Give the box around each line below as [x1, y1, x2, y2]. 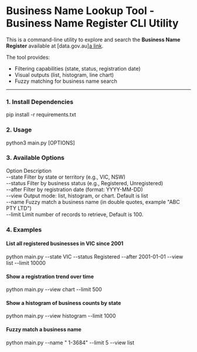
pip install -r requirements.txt [6, 111, 76, 118]
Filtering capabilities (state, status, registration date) [14, 65, 141, 72]
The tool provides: [6, 53, 50, 61]
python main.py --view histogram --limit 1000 [6, 313, 116, 320]
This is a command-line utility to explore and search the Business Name [6, 36, 181, 43]
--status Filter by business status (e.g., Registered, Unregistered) [6, 179, 164, 186]
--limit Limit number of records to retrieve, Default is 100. [6, 210, 144, 218]
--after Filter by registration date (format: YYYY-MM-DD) [6, 186, 144, 193]
